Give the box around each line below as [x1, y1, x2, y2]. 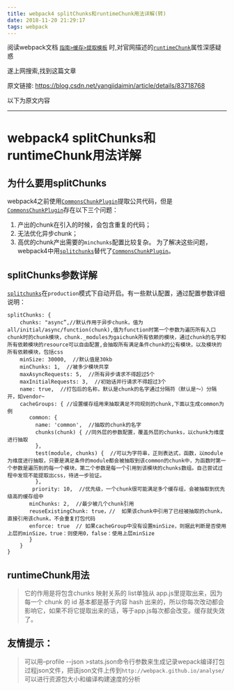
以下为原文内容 [7, 96, 50, 105]
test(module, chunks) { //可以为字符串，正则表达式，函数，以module [35, 450, 224, 457]
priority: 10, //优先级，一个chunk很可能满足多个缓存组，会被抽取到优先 [32, 486, 226, 493]
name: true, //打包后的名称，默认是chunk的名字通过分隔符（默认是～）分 [19, 386, 212, 393]
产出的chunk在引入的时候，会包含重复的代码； [17, 220, 152, 229]
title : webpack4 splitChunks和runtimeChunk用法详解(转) [7, 10, 166, 17]
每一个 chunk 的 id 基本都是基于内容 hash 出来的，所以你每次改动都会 [24, 598, 224, 606]
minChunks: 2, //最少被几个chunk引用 [29, 500, 134, 508]
